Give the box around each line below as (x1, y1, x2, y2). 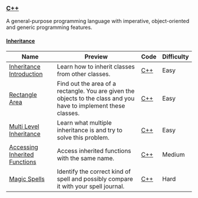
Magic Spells (9, 174, 45, 183)
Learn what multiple (57, 118, 112, 126)
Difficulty (161, 52, 189, 60)
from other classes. (57, 70, 111, 78)
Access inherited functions (57, 147, 131, 155)
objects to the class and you (57, 94, 135, 102)
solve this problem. (57, 133, 110, 141)
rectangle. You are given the (57, 87, 135, 95)
